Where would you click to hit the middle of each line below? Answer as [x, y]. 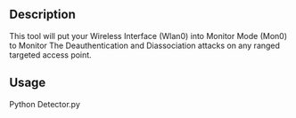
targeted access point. [50, 55]
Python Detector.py [45, 104]
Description [42, 15]
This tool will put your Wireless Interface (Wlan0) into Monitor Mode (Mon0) [148, 35]
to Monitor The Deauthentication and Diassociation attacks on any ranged [145, 45]
